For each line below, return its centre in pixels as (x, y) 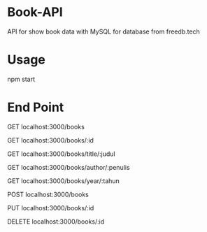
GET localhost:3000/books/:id (51, 140)
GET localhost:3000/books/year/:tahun (64, 181)
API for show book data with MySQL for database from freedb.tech (104, 31)
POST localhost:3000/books (48, 194)
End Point (36, 107)
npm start (21, 79)
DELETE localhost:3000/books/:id (56, 222)
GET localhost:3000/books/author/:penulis (69, 167)
